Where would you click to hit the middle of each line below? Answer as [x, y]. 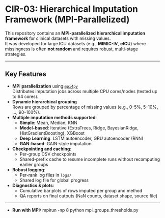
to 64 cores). [25, 96]
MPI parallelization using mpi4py [45, 86]
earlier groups [34, 164]
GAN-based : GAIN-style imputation [55, 143]
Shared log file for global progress [54, 180]
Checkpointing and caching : [42, 149]
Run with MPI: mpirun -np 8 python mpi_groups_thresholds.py [75, 210]
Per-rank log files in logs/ [45, 175]
